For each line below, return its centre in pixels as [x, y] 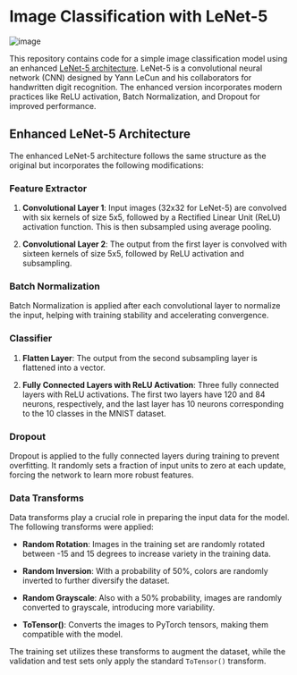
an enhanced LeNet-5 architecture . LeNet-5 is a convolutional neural [136, 68]
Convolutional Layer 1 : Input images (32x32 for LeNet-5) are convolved [154, 208]
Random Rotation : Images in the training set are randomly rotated [144, 544]
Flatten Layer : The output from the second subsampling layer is [140, 358]
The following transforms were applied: [81, 527]
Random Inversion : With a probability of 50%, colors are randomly [145, 571]
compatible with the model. [72, 634]
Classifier [31, 339]
